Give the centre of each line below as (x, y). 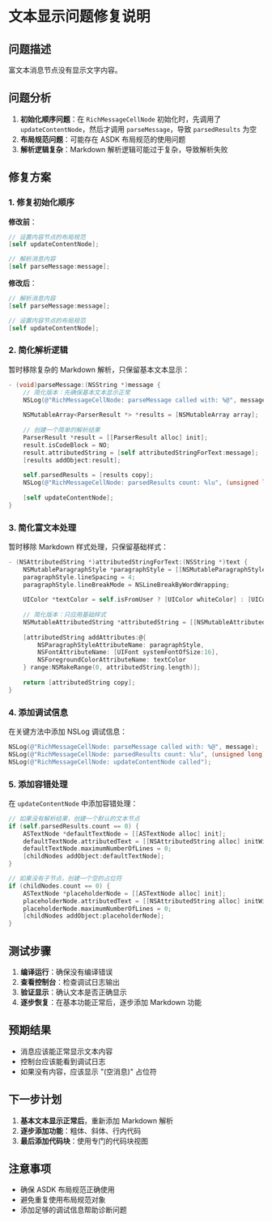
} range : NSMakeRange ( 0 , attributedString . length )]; (112, 668)
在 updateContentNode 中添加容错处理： (73, 803)
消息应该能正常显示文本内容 (66, 1051)
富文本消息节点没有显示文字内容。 (65, 70)
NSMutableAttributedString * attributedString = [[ (110, 622)
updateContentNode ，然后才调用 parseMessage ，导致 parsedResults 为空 (138, 129)
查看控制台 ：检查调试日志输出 (70, 982)
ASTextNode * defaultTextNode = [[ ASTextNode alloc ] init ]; (125, 834)
